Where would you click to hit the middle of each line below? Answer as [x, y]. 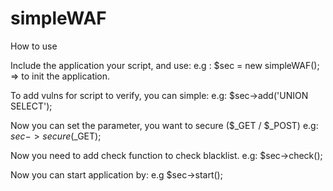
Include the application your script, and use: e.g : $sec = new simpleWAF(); [165, 65]
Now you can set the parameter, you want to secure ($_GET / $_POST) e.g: [164, 125]
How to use [34, 46]
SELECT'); [31, 106]
